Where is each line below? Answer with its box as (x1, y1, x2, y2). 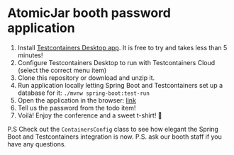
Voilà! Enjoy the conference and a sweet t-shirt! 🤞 (17, 111, 162, 120)
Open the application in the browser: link (17, 96, 137, 104)
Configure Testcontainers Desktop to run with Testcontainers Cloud (17, 58, 216, 67)
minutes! (17, 51, 44, 59)
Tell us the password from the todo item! (17, 103, 136, 112)
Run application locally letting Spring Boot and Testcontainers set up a (17, 81, 223, 89)
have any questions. (7, 139, 66, 148)
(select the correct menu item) (17, 66, 107, 74)
